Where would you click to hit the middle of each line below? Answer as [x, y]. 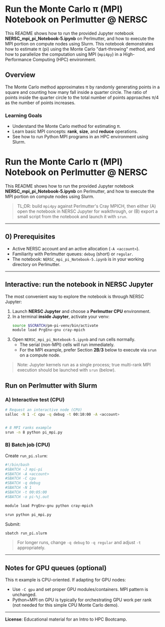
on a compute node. [40, 355]
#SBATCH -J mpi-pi [24, 469]
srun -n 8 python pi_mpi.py [34, 432]
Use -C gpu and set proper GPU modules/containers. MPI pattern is [80, 589]
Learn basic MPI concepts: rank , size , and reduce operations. [75, 131]
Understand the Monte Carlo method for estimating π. [67, 126]
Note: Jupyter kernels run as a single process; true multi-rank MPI [84, 365]
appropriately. [31, 548]
